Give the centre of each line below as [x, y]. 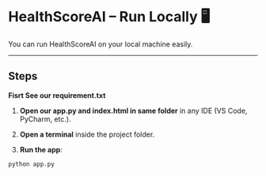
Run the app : [41, 149]
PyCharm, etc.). [45, 119]
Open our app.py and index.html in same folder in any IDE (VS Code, [133, 110]
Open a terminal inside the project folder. [87, 134]
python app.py [32, 164]
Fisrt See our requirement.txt [57, 95]
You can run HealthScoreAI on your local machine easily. [101, 44]
